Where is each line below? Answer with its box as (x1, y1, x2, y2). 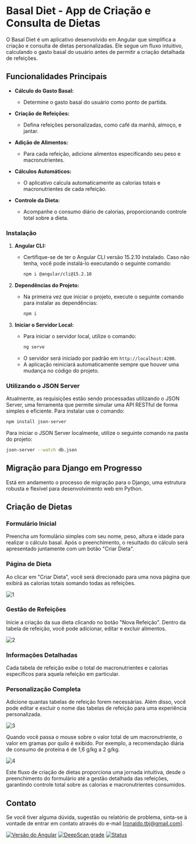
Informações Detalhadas (6, 651, 78, 659)
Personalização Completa (6, 685, 81, 693)
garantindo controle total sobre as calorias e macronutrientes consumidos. (6, 781, 186, 788)
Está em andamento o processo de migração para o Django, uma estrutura (6, 479, 186, 486)
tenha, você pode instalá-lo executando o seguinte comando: (23, 260, 171, 267)
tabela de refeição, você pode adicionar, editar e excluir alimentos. (6, 625, 167, 632)
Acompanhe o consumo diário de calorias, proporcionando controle (23, 208, 187, 215)
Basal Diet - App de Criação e (6, 4, 151, 18)
